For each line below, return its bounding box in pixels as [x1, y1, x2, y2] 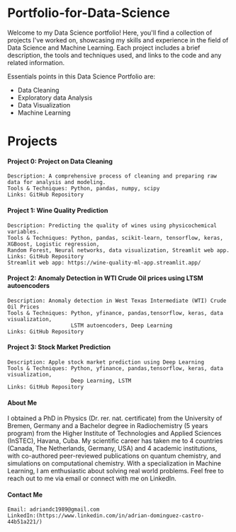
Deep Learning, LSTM [70, 377, 132, 384]
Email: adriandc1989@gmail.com [7, 506, 100, 514]
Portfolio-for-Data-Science [7, 5, 170, 21]
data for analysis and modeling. [7, 179, 106, 186]
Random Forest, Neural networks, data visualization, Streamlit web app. [7, 246, 230, 254]
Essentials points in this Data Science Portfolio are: [7, 72, 156, 81]
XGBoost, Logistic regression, [7, 241, 100, 248]
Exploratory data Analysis [17, 93, 93, 102]
